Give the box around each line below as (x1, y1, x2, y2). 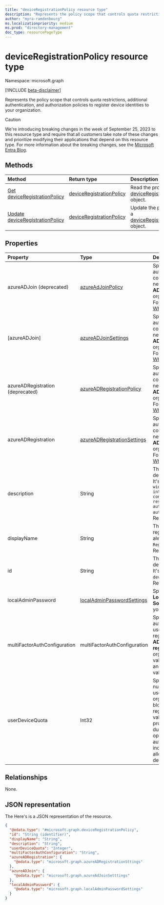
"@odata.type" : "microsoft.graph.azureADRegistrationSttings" (14, 859, 143, 864)
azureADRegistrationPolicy (80, 385, 142, 392)
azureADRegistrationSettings (80, 436, 146, 443)
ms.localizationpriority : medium (5, 21, 73, 26)
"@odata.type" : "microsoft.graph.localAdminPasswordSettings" (14, 887, 143, 892)
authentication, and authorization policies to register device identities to (5, 101, 149, 108)
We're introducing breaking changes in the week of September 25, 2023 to (5, 126, 156, 132)
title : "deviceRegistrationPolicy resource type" (5, 7, 108, 12)
